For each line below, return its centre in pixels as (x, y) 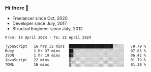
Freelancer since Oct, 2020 (40, 18)
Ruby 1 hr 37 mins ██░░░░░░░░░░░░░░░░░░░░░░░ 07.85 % (76, 51)
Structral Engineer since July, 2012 (47, 29)
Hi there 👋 (17, 8)
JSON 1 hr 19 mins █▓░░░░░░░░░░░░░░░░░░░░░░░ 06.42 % (76, 55)
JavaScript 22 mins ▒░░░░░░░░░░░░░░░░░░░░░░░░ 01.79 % (76, 60)
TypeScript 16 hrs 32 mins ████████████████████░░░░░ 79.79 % (76, 46)
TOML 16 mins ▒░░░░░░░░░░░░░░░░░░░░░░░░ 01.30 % (76, 64)
